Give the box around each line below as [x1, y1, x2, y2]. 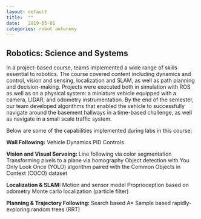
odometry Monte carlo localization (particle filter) [6, 188, 129, 195]
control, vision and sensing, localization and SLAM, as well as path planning [6, 77, 195, 84]
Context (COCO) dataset [6, 170, 68, 177]
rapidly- [172, 200, 192, 207]
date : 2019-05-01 [6, 20, 56, 26]
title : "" [6, 14, 34, 21]
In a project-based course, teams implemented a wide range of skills [6, 64, 177, 71]
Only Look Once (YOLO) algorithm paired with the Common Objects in [6, 163, 181, 171]
